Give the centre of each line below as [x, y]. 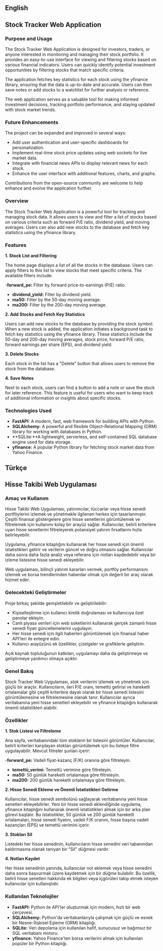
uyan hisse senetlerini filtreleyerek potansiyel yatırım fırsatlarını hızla [73, 530]
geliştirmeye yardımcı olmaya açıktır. [42, 658]
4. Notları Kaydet [23, 859]
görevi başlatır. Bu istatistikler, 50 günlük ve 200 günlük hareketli [70, 815]
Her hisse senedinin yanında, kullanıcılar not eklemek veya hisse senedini [79, 868]
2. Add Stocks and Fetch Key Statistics [45, 314]
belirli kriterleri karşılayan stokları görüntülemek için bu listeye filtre [72, 746]
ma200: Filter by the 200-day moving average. [59, 304]
